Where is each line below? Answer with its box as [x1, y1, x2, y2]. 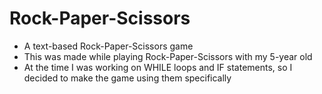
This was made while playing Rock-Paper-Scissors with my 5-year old [23, 50, 313, 62]
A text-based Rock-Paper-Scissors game [23, 40, 194, 52]
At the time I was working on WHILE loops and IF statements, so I [23, 61, 293, 73]
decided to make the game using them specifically [23, 72, 232, 84]
